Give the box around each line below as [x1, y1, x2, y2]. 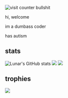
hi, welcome [5, 14, 30, 20]
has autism [5, 33, 27, 39]
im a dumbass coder [5, 23, 46, 29]
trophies [5, 75, 31, 83]
